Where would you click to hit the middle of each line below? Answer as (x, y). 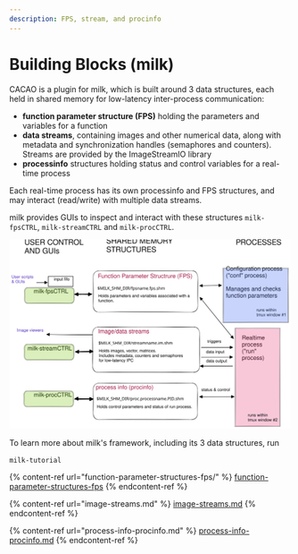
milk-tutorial (36, 460)
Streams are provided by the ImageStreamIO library (117, 154)
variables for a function (65, 125)
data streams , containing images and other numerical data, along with (151, 135)
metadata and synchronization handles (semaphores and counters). (147, 144)
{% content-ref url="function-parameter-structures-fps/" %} (121, 477)
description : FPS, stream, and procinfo (86, 19)
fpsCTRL (24, 227)
